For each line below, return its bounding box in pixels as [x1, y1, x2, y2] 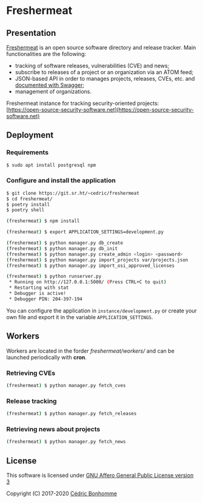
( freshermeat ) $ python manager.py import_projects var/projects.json [6, 257, 188, 263]
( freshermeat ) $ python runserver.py [6, 274, 102, 280]
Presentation [6, 28, 56, 38]
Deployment [6, 130, 54, 140]
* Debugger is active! [8, 291, 67, 297]
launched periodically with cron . [6, 353, 87, 361]
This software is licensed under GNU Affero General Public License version [6, 471, 194, 479]
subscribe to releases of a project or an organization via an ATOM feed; [15, 69, 194, 76]
